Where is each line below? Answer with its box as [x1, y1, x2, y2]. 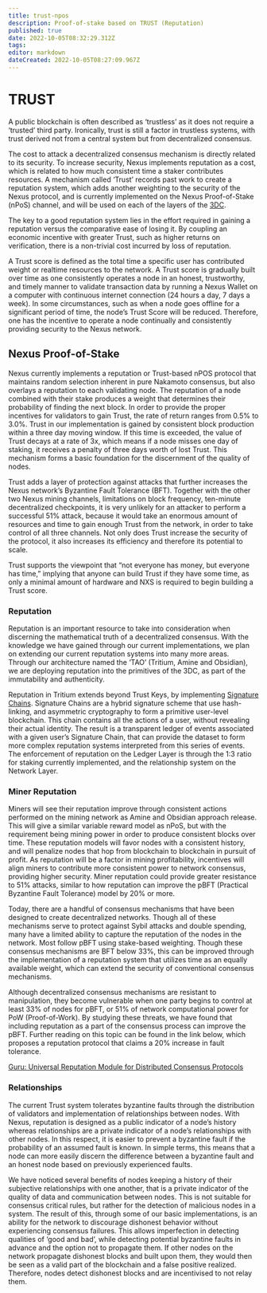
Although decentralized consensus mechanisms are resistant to [8, 988, 217, 997]
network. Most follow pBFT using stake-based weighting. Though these [8, 938, 243, 948]
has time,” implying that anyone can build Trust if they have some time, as [8, 568, 250, 578]
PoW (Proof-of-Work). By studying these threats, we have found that [8, 1013, 233, 1023]
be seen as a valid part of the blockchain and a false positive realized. [8, 1260, 237, 1269]
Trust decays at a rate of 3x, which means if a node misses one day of [8, 436, 238, 446]
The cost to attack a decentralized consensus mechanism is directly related [8, 149, 256, 159]
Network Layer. [8, 766, 58, 776]
